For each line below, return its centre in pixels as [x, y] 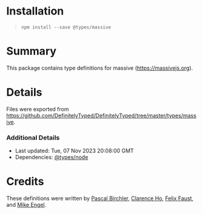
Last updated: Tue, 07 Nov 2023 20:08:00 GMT [75, 151]
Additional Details [33, 137]
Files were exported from [38, 109]
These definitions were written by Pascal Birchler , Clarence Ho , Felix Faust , [100, 198]
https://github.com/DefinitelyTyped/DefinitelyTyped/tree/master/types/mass [101, 115]
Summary [31, 51]
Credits [25, 182]
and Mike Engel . [26, 205]
